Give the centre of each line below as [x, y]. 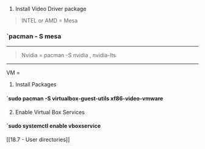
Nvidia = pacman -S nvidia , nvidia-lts [68, 55]
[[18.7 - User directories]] [38, 139]
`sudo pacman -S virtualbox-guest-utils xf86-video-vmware [85, 98]
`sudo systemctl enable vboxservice [54, 126]
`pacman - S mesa [34, 36]
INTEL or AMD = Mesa [49, 20]
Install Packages [36, 85]
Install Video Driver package [51, 9]
